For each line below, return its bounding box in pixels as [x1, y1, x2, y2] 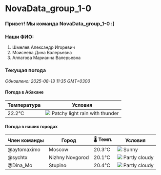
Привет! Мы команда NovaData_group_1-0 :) [5, 20, 115, 27]
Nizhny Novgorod [48, 154, 89, 161]
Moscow [48, 146, 69, 153]
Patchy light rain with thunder [51, 110, 119, 117]
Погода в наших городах [5, 123, 58, 129]
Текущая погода [5, 67, 46, 74]
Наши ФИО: [5, 34, 34, 40]
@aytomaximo [7, 146, 40, 153]
